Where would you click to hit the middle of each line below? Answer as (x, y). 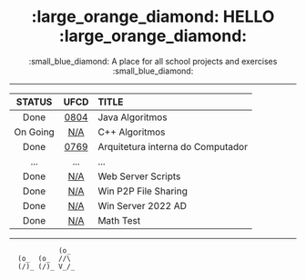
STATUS (34, 102)
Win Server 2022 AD (143, 205)
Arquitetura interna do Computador (173, 146)
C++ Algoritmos (132, 132)
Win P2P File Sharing (143, 191)
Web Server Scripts (139, 176)
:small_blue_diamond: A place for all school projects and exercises (153, 61)
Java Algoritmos (133, 117)
